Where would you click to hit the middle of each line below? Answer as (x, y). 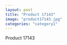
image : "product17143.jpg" (34, 19)
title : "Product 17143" (30, 14)
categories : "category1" (31, 24)
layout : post (19, 10)
